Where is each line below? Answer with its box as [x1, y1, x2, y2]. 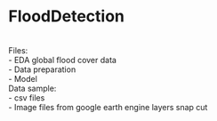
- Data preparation [8, 64, 76, 75]
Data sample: [8, 83, 57, 93]
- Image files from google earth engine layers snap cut [8, 101, 208, 112]
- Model [8, 73, 37, 84]
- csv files [8, 92, 45, 103]
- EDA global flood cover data [8, 54, 117, 65]
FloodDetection [8, 6, 125, 27]
